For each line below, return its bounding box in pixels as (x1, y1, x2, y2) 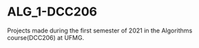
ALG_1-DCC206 (7, 4, 98, 20)
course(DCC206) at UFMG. (7, 33, 85, 41)
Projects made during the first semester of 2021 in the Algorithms (7, 26, 193, 34)
